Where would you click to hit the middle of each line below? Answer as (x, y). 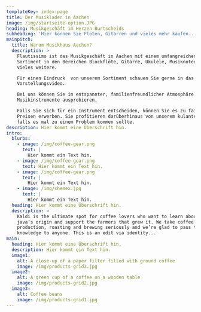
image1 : (21, 255)
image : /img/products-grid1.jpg (57, 299)
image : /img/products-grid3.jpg (57, 267)
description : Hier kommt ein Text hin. (61, 250)
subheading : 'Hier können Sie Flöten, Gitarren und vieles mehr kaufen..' (101, 34)
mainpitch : (20, 39)
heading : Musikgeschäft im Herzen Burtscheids (65, 28)
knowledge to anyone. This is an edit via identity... (87, 233)
